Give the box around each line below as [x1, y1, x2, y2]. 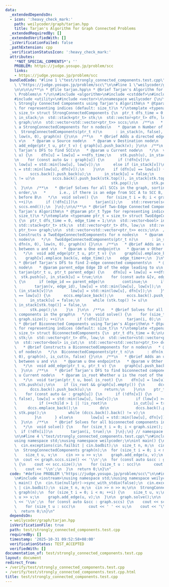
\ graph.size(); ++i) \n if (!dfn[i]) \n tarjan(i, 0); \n [14, 316, 161, 321]
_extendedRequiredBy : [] [10, 31, 62, 36]
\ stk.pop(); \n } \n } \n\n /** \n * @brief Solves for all [14, 307, 163, 312]
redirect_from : [5, 560, 37, 565]
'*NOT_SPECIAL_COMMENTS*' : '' [14, 59, 78, 64]
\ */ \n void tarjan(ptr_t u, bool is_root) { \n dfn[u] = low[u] [14, 377, 165, 382]
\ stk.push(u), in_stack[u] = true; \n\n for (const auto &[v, [14, 274, 156, 280]
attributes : [10, 54, 35, 59]
